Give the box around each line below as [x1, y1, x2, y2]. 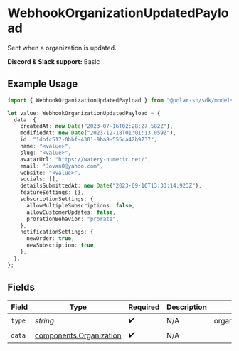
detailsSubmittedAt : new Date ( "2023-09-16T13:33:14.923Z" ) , [20, 183, 202, 190]
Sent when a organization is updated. [7, 43, 117, 52]
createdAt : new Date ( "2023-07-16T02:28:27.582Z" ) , [20, 123, 174, 130]
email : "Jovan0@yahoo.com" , [20, 162, 103, 170]
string [34, 315, 55, 325]
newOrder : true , [26, 235, 75, 242]
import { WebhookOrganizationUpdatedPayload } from [7, 97, 164, 104]
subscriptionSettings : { [20, 195, 94, 202]
